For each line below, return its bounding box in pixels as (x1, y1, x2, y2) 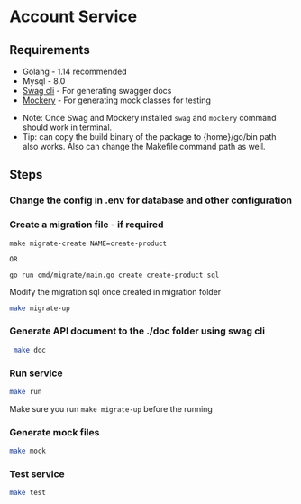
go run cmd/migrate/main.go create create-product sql (9, 270, 220, 279)
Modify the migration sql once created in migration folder (9, 286, 222, 297)
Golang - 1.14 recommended (22, 66, 128, 77)
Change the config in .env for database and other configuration (9, 194, 293, 206)
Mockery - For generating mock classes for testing (22, 95, 212, 105)
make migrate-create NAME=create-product (9, 239, 168, 248)
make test (9, 489, 47, 498)
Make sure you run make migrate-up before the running (9, 403, 214, 414)
